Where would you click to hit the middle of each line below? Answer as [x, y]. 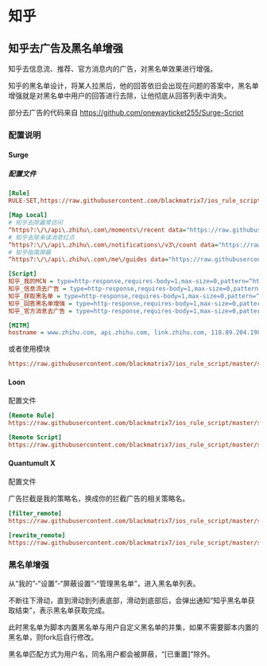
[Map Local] [28, 216]
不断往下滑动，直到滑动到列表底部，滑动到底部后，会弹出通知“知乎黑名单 [128, 600]
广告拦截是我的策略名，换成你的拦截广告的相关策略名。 [99, 499]
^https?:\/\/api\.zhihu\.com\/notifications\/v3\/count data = [113, 245]
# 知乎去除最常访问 [36, 223]
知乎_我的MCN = [31, 282]
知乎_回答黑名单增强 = [41, 303]
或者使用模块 [29, 349]
